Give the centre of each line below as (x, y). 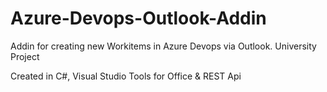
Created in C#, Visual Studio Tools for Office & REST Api (126, 76)
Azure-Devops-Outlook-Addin (138, 18)
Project (25, 56)
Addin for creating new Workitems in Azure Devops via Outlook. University (163, 46)
